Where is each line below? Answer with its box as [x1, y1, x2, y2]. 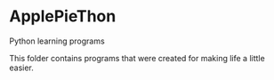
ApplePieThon [9, 6, 117, 27]
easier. [9, 62, 34, 73]
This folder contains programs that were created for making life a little [9, 52, 265, 63]
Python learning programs [9, 36, 105, 46]
